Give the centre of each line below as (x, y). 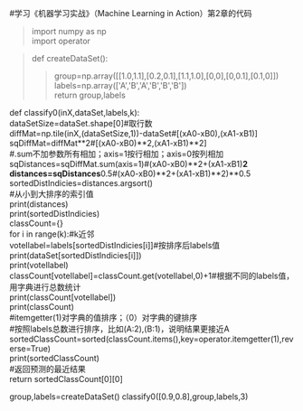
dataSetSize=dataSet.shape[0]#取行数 (81, 123)
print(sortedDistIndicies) (55, 214)
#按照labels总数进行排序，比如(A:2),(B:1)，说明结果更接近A (119, 329)
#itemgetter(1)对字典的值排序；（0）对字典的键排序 (104, 318)
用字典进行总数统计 (45, 287)
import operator (61, 41)
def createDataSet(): (70, 58)
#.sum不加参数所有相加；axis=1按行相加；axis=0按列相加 (117, 154)
